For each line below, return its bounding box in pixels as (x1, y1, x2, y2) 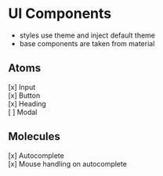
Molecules (8, 130, 61, 143)
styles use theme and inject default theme (19, 31, 155, 40)
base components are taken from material (19, 38, 155, 48)
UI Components (8, 5, 112, 23)
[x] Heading (8, 99, 47, 108)
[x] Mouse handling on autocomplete (8, 159, 128, 168)
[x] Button (8, 91, 41, 100)
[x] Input (8, 82, 36, 92)
